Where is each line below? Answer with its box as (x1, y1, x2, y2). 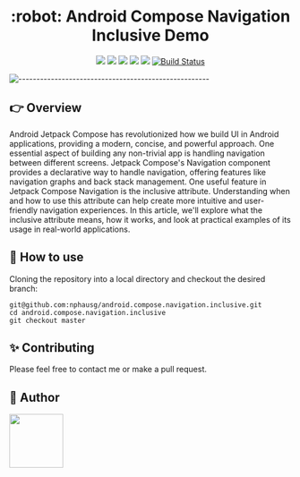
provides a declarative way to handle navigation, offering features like (9, 166, 267, 177)
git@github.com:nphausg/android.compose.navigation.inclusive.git (9, 300, 262, 310)
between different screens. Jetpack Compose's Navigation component (9, 157, 271, 167)
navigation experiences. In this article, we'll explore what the (39, 204, 263, 216)
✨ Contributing (9, 340, 95, 355)
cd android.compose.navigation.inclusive (9, 308, 167, 317)
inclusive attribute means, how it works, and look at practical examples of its (9, 214, 291, 225)
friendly (9, 204, 39, 216)
